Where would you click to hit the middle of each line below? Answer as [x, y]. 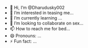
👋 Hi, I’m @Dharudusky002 [37, 8]
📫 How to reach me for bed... [40, 29]
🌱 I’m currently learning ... [36, 18]
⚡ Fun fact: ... [23, 41]
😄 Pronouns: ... [26, 36]
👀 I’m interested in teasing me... [42, 13]
